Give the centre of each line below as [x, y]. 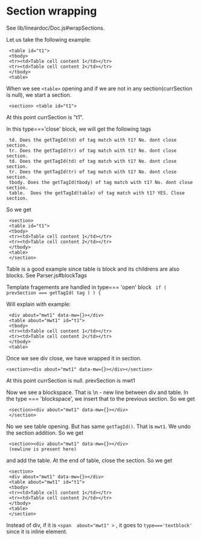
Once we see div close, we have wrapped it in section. [74, 358]
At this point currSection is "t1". [45, 117]
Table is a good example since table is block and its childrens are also [93, 269]
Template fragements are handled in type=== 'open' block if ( [87, 287]
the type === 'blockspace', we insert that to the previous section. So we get [101, 398]
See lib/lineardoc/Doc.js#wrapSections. [56, 28]
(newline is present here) [43, 449]
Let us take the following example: [49, 39]
